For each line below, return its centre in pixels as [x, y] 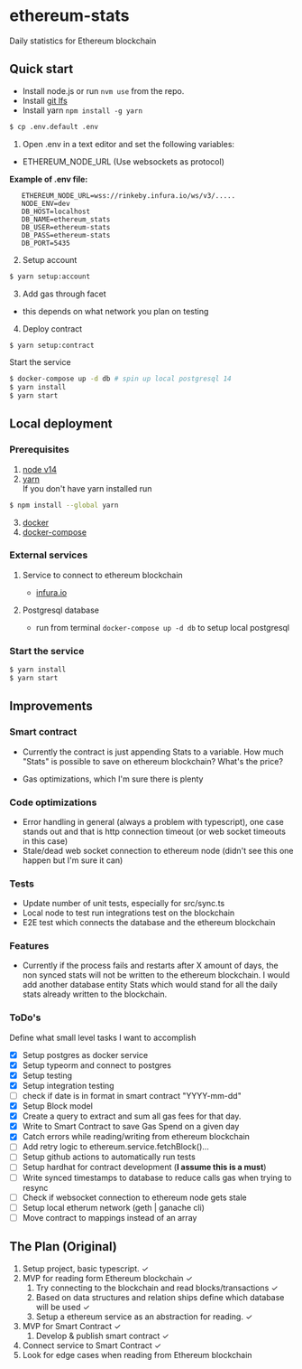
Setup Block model [57, 1106]
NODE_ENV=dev [46, 203]
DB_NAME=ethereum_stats [66, 219]
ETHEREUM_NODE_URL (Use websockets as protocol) [124, 161]
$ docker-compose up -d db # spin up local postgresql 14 [120, 379]
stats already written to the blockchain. [95, 994]
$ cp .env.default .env [54, 127]
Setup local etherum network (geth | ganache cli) [114, 1207]
